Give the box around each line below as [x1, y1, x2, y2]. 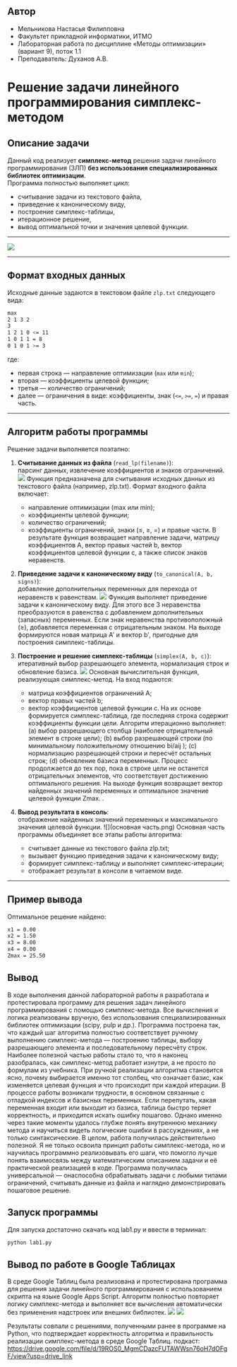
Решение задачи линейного [7, 79, 180, 95]
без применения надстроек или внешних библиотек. [7, 1308, 167, 1317]
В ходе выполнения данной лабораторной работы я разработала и [7, 990, 209, 999]
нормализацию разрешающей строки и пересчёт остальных [28, 749, 212, 757]
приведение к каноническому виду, [17, 199, 126, 208]
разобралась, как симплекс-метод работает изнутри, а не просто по [7, 1058, 217, 1066]
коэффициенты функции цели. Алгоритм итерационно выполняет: [28, 719, 227, 727]
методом [7, 110, 65, 125]
